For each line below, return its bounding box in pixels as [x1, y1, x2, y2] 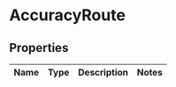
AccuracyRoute [9, 5, 126, 25]
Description [78, 67, 128, 78]
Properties [9, 40, 69, 55]
